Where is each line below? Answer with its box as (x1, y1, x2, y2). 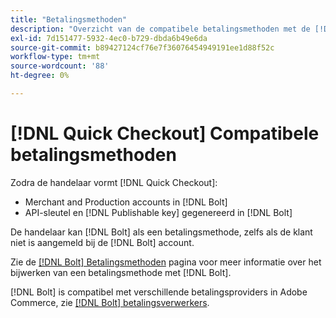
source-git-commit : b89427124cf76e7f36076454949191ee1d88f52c (10, 42, 275, 53)
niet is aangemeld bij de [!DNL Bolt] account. (10, 236, 195, 248)
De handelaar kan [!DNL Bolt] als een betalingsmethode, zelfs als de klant (10, 226, 313, 238)
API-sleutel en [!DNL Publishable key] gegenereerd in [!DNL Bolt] (24, 206, 293, 218)
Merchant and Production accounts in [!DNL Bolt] (24, 196, 228, 208)
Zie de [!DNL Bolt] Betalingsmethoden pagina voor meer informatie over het (10, 256, 322, 268)
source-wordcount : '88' (10, 61, 110, 71)
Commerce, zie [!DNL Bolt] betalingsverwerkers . (10, 296, 210, 308)
